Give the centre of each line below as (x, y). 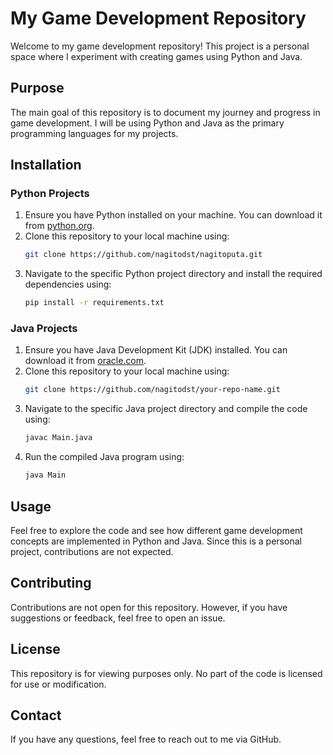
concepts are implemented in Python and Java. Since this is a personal (156, 541)
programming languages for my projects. (94, 133)
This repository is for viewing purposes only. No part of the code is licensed (166, 673)
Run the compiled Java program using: (104, 457)
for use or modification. (58, 684)
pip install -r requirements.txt (94, 303)
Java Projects (44, 329)
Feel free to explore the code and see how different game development (156, 530)
